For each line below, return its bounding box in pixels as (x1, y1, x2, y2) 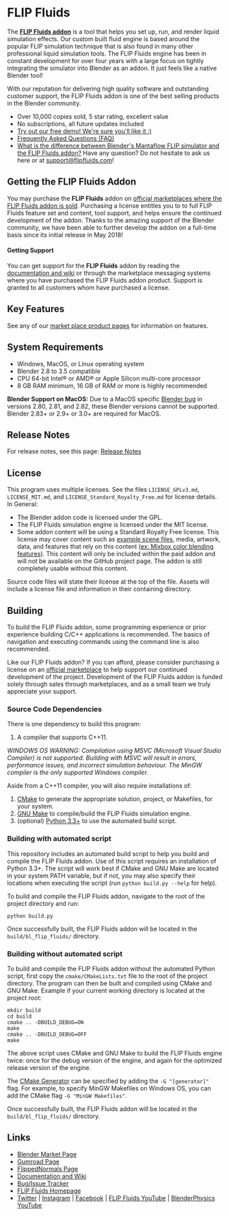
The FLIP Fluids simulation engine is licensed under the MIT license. (16, 521, 208, 529)
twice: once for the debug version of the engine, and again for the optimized (7, 1056, 222, 1064)
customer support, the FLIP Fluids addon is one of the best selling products (7, 91, 219, 100)
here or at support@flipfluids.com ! (16, 156, 114, 164)
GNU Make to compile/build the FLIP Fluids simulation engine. (16, 809, 191, 818)
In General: (7, 500, 38, 508)
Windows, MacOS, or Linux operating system (16, 359, 145, 368)
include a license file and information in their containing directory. (7, 585, 192, 593)
